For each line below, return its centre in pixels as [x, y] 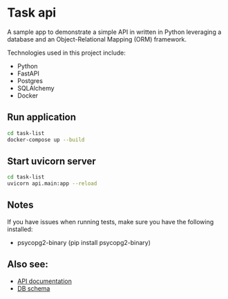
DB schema [34, 288]
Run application [42, 117]
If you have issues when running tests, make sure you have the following [111, 221]
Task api [32, 13]
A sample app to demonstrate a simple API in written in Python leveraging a [114, 32]
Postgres [30, 80]
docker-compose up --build [46, 140]
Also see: [28, 264]
